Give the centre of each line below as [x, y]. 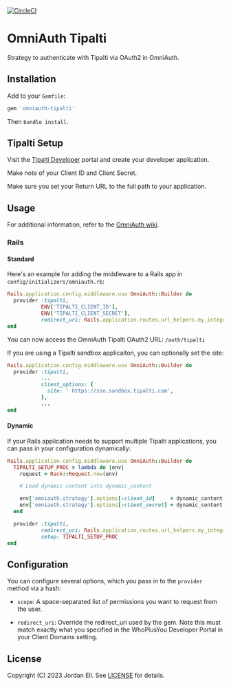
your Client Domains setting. [57, 637]
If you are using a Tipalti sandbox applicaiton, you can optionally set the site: [115, 353]
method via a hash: [34, 588]
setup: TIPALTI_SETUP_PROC [79, 537]
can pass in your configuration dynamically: [69, 448]
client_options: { [67, 385]
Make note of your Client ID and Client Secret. [72, 173]
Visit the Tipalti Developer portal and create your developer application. [108, 160]
